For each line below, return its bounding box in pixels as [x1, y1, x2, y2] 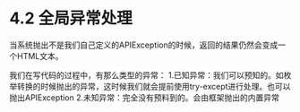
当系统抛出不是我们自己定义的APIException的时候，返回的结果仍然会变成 [9, 39, 279, 50]
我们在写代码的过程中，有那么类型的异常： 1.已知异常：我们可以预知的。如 [9, 69, 284, 81]
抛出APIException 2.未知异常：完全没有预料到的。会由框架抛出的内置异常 [9, 91, 279, 103]
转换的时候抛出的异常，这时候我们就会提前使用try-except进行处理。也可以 [16, 81, 291, 91]
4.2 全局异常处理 [9, 8, 133, 29]
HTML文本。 [16, 50, 64, 61]
